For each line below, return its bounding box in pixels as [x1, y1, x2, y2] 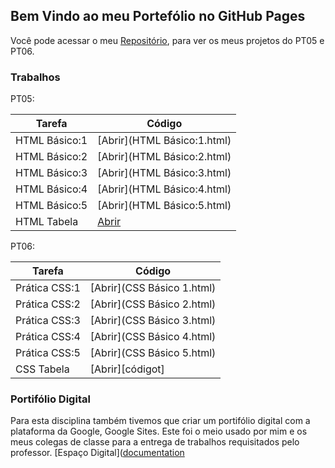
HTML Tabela [15, 215, 79, 229]
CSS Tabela [15, 362, 70, 376]
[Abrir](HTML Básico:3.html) [97, 166, 232, 180]
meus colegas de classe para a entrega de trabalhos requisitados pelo [10, 436, 300, 448]
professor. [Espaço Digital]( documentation [10, 447, 185, 459]
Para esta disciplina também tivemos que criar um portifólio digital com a [10, 415, 311, 427]
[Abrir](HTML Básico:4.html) [97, 182, 232, 196]
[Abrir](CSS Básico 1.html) [89, 281, 217, 295]
